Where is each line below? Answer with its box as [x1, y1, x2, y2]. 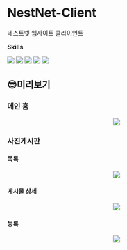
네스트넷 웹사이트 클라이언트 [7, 29, 84, 37]
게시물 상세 [7, 187, 37, 196]
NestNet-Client [7, 5, 97, 21]
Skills [7, 42, 24, 51]
